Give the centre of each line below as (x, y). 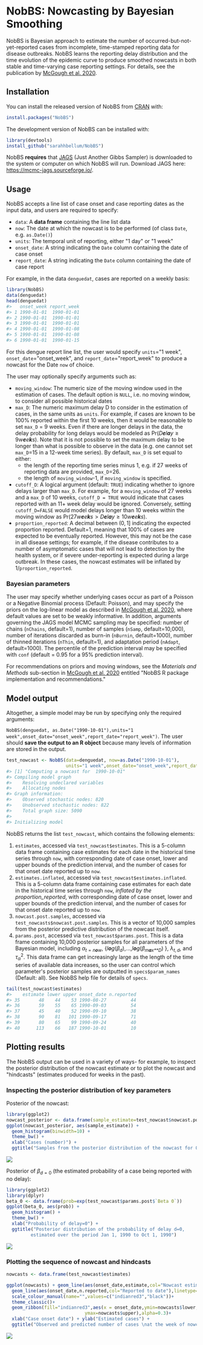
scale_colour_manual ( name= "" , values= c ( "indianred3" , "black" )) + (93, 1296)
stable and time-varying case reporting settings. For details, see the (91, 66)
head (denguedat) (27, 301)
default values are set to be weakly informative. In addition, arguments (94, 616)
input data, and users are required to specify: (63, 210)
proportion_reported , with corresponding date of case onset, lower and (104, 897)
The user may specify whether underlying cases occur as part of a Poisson (100, 597)
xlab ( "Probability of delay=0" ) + (55, 1224)
